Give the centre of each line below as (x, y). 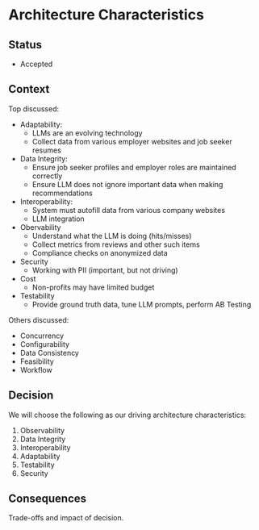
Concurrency (42, 336)
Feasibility (37, 361)
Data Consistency (49, 353)
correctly (47, 176)
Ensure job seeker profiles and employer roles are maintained (134, 167)
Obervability (40, 227)
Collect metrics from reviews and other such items (116, 244)
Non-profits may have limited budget (93, 287)
